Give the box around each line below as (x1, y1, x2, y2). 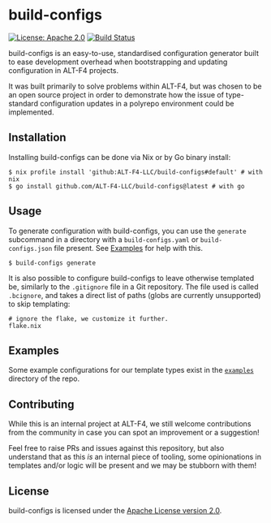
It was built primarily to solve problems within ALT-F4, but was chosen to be (8, 81, 262, 91)
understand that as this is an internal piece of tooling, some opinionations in (8, 452, 262, 462)
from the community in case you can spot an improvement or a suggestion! (8, 428, 260, 438)
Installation (8, 131, 67, 145)
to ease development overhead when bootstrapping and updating (8, 57, 228, 67)
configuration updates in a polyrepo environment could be (40, 98, 234, 108)
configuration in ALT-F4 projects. (8, 65, 119, 75)
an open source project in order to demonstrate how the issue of (8, 89, 225, 99)
